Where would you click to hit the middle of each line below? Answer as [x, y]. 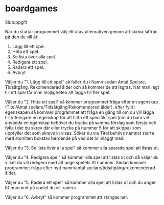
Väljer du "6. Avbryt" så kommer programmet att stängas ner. [67, 197]
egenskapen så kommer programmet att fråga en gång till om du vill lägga [80, 112]
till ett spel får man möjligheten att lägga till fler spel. [58, 92]
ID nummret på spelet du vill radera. [41, 187]
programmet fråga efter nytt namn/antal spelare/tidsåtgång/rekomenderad [80, 168]
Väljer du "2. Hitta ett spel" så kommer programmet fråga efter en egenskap [82, 102]
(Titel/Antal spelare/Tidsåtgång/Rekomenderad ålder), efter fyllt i [70, 107]
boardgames [31, 9]
